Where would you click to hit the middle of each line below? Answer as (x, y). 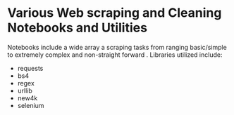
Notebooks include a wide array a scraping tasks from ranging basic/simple (117, 47)
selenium (31, 105)
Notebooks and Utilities (78, 28)
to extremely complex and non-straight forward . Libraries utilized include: (115, 55)
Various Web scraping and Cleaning (115, 13)
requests (30, 68)
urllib (25, 90)
